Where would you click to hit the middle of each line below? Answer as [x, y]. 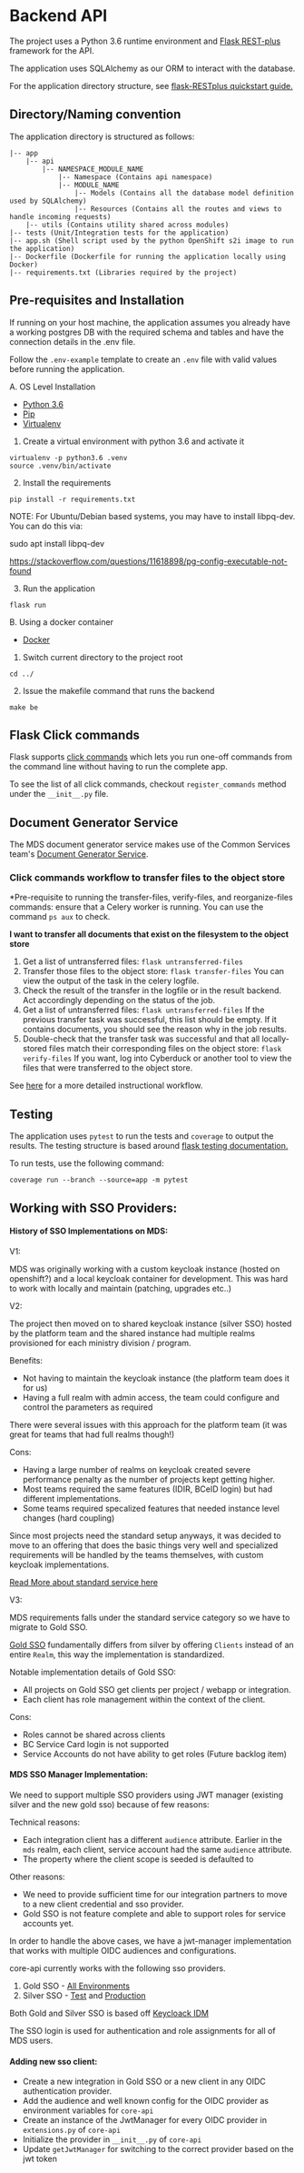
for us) [35, 1387]
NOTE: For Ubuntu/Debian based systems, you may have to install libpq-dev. [152, 516]
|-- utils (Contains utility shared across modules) [127, 225]
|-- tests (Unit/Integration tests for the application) [119, 233]
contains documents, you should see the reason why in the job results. [155, 1030]
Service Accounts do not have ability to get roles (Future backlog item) [155, 1754]
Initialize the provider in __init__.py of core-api [112, 2139]
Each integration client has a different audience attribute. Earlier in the [152, 1840]
